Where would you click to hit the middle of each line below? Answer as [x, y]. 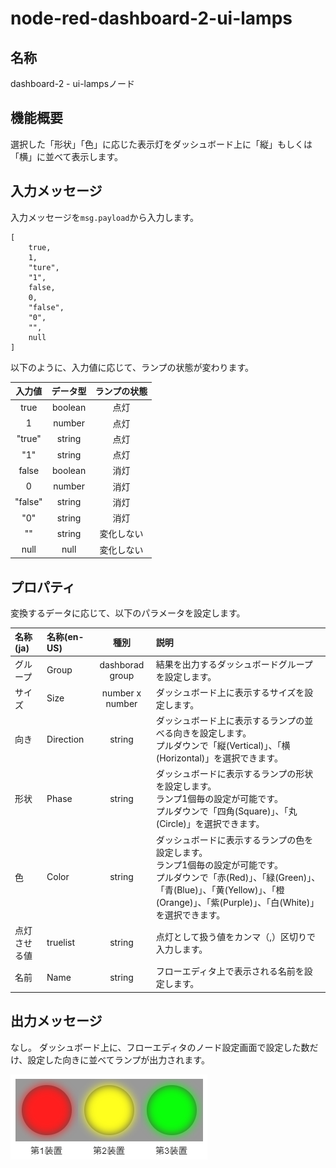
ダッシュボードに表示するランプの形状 [234, 774]
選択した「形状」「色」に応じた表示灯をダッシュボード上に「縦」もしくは [161, 144]
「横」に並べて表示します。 [67, 156]
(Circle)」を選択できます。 [210, 824]
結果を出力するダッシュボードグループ [234, 664]
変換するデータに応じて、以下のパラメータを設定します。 [128, 613]
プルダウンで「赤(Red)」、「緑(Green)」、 [238, 877]
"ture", [44, 267]
